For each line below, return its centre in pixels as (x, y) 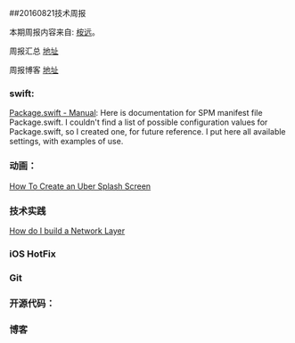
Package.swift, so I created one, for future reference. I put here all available (148, 132)
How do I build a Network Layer (67, 231)
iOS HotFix (33, 254)
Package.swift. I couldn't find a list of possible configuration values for (139, 122)
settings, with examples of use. (66, 142)
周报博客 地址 (34, 70)
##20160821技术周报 (48, 13)
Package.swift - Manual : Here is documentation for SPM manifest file (136, 113)
